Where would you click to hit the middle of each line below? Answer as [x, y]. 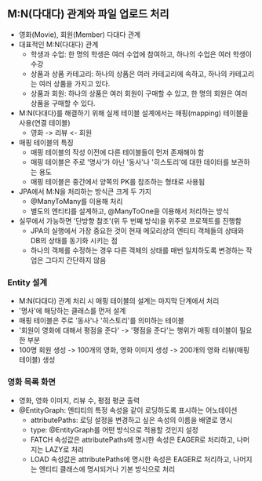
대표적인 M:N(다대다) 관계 [58, 44]
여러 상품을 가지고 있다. [75, 83]
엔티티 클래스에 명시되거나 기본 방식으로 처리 [107, 469]
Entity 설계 [27, 282]
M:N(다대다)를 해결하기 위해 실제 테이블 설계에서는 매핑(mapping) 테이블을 [133, 113]
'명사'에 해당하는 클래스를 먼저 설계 [72, 311]
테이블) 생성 [37, 360]
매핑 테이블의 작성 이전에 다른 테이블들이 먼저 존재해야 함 [117, 152]
